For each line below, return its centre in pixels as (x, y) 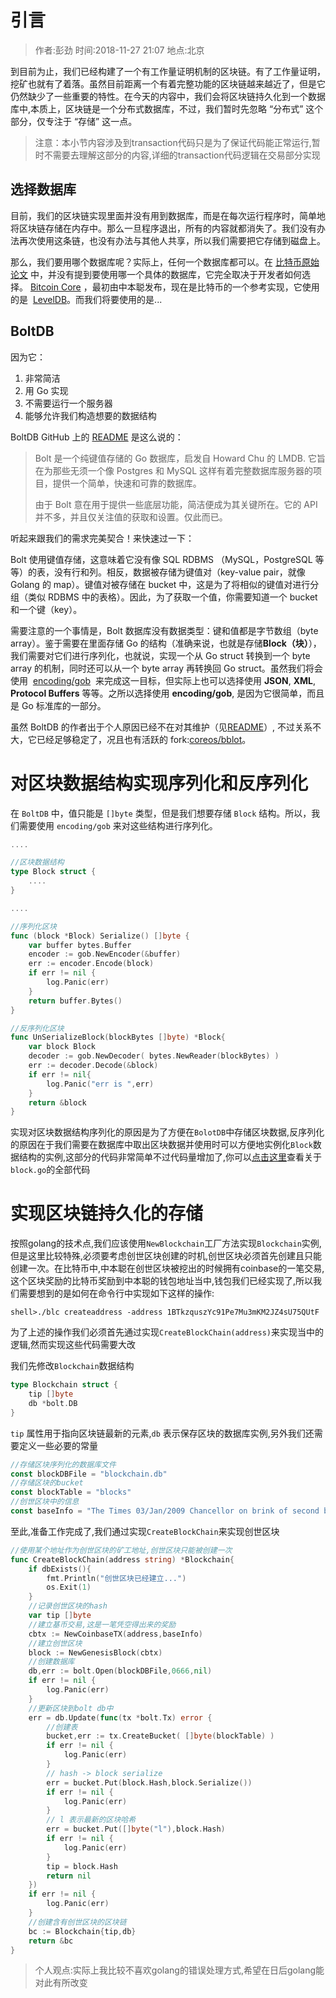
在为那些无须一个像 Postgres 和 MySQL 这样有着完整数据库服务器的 (174, 470)
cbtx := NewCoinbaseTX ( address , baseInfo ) (115, 1634)
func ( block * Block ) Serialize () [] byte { (100, 936)
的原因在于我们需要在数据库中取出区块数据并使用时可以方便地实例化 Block (161, 1145)
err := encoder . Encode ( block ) (91, 964)
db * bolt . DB (53, 1403)
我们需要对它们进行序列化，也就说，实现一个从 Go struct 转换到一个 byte (160, 655)
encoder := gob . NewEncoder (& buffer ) (105, 954)
